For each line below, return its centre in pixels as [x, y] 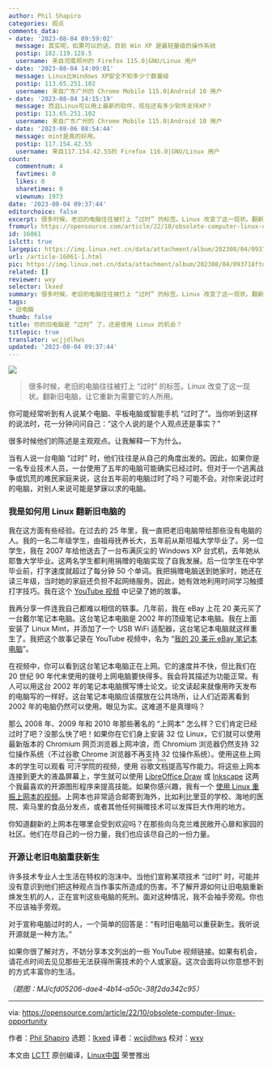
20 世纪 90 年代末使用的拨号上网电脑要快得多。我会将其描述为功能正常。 [130, 676]
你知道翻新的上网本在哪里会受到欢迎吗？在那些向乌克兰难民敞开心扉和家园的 [136, 824]
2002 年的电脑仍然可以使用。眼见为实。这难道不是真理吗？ [107, 707]
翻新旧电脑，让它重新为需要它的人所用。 [110, 397]
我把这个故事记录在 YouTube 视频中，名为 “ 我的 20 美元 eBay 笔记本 [143, 639]
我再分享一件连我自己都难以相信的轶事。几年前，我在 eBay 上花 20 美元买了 [135, 609]
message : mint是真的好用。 [57, 136]
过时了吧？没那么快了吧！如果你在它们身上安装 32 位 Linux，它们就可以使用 [135, 734]
